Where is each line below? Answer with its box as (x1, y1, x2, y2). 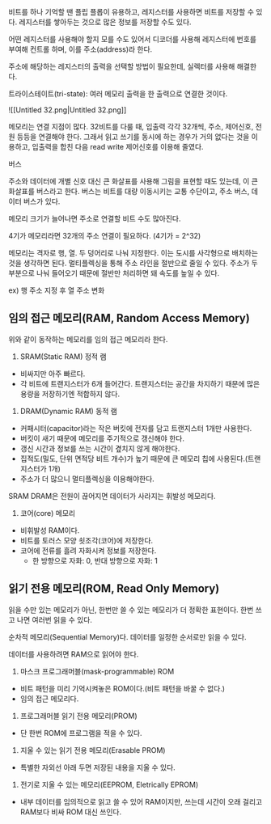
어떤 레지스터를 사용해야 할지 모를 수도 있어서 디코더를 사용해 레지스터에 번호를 (8, 35, 257, 44)
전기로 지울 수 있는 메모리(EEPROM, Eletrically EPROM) (19, 780, 199, 789)
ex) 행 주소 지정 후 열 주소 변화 (8, 285, 105, 295)
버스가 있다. (23, 196, 61, 206)
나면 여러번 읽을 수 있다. (16, 615, 93, 624)
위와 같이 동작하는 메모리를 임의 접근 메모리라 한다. (8, 334, 168, 344)
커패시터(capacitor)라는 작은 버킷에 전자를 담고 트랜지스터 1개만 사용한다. (19, 423, 252, 433)
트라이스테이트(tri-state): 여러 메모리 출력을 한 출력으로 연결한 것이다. (8, 89, 228, 99)
